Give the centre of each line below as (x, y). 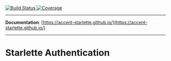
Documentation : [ (24, 22)
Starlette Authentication (58, 53)
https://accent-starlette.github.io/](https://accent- (95, 22)
